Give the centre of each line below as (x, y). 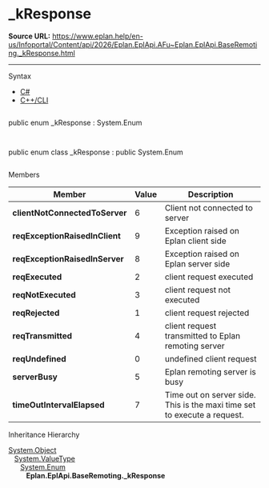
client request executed (209, 277)
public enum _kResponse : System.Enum (75, 122)
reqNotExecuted (44, 294)
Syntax (20, 76)
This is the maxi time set (210, 405)
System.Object (32, 450)
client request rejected (207, 313)
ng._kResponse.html (42, 53)
